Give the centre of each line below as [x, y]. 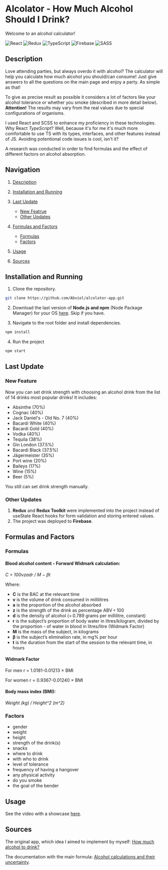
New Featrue [33, 211]
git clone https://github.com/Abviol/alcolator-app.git [65, 298]
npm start [16, 351]
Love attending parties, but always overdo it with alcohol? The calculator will [84, 71]
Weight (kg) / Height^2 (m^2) [35, 703]
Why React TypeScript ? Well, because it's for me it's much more [71, 128]
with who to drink [30, 759]
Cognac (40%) [28, 412]
